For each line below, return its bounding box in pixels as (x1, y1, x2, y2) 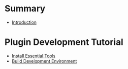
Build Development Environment (11, 58, 77, 64)
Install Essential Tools (11, 53, 56, 59)
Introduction (11, 19, 37, 25)
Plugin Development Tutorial (4, 36, 124, 48)
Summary (4, 3, 45, 14)
